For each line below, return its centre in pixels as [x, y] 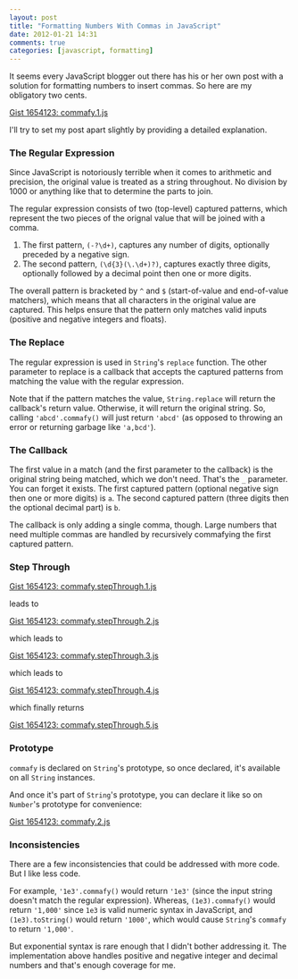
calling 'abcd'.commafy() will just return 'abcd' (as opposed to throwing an [146, 418]
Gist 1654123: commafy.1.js [59, 113]
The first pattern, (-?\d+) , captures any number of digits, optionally [146, 245]
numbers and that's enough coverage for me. [93, 965]
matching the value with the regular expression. [97, 381]
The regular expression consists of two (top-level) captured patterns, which [149, 209]
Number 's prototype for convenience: [76, 804]
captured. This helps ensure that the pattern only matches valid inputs [138, 310]
